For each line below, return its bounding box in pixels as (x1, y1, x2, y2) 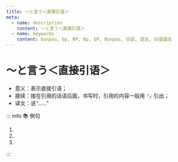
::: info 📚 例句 (6, 112, 40, 119)
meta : (6, 14, 20, 20)
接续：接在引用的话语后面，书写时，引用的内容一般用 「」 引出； (14, 92, 170, 99)
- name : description (11, 20, 62, 26)
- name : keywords (11, 31, 55, 37)
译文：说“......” (14, 99, 49, 107)
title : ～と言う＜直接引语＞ (6, 8, 69, 15)
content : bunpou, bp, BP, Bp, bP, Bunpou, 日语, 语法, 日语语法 (17, 36, 172, 42)
